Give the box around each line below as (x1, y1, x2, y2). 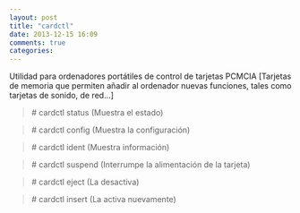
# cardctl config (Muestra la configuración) (30, 124, 191, 135)
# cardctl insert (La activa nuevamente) (30, 194, 176, 205)
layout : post (9, 13, 58, 22)
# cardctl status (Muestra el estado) (30, 107, 164, 118)
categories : (9, 47, 54, 55)
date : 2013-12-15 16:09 (9, 30, 99, 38)
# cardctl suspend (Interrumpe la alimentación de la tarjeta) (30, 159, 251, 170)
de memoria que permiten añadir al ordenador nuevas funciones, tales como (9, 81, 292, 91)
